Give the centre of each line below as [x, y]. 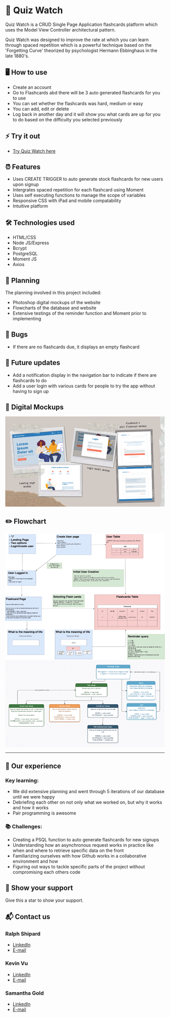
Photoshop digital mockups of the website [56, 302]
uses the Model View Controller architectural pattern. [60, 29]
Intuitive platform [30, 206]
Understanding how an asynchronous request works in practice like [83, 845]
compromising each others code [47, 872]
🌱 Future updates [33, 363]
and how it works [31, 808]
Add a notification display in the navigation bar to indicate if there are [84, 375]
